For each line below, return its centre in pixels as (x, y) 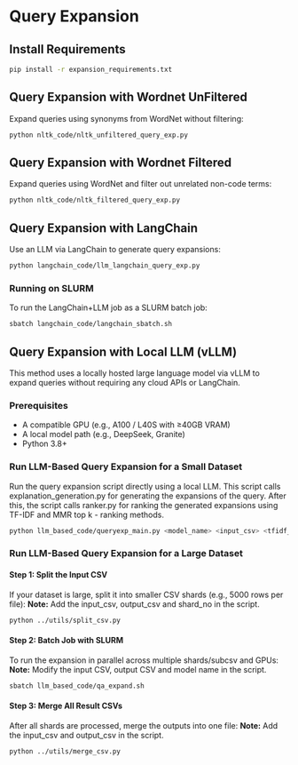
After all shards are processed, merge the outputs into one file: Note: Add (144, 725)
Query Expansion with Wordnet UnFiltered (129, 97)
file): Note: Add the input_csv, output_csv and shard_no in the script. (134, 604)
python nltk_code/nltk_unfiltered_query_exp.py (99, 135)
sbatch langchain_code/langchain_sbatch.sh (91, 324)
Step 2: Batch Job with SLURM (67, 640)
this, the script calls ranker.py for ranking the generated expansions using (144, 505)
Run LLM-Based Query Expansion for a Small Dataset (126, 466)
